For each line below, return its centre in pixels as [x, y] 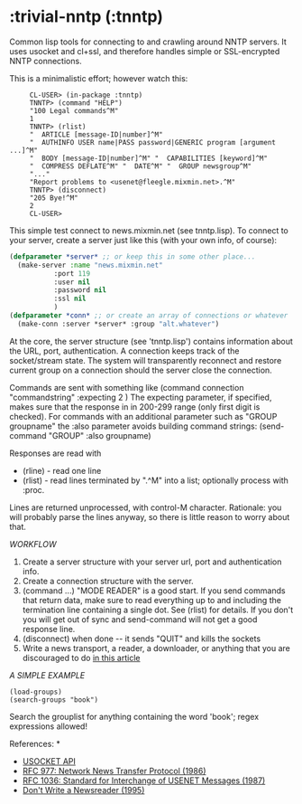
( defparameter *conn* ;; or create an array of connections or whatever [149, 316]
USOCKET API [49, 761]
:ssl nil [70, 299]
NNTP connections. [46, 61]
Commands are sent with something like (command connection [127, 387]
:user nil [72, 282]
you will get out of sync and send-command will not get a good [140, 619]
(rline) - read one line [62, 470]
